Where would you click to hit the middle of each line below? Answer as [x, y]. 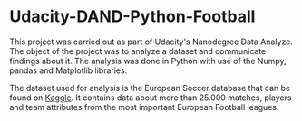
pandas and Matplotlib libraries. [68, 70]
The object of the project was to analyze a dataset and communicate [138, 51]
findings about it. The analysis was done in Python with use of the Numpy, [148, 60]
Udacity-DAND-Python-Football [132, 17]
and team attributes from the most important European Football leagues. [144, 107]
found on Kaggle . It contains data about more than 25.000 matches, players [151, 98]
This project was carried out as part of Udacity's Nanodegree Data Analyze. [151, 42]
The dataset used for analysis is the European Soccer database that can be [150, 88]
